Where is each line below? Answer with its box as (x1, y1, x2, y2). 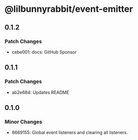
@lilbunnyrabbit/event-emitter (4, 3, 134, 15)
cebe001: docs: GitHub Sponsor (11, 49, 77, 55)
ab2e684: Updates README (11, 89, 69, 95)
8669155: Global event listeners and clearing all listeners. (11, 130, 128, 136)
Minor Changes (4, 118, 42, 125)
